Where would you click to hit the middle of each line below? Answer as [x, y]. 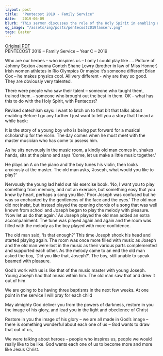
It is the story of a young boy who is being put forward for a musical [73, 130]
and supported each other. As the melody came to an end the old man [75, 250]
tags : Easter [18, 32]
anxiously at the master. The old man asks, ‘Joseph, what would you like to [80, 170]
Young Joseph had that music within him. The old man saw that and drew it [80, 276]
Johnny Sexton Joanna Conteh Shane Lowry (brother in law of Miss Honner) [81, 66]
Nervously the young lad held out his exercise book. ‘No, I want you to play [80, 184]
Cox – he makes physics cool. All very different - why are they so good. [76, 76]
